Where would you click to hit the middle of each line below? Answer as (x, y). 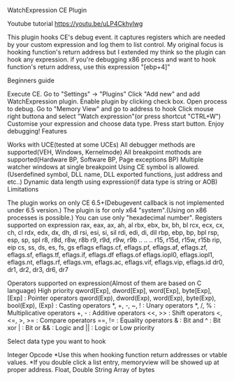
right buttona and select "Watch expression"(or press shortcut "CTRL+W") (114, 116)
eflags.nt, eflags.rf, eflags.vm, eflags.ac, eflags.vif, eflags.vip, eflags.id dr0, (116, 262)
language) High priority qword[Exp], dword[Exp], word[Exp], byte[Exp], (110, 290)
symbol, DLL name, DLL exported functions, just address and (134, 174)
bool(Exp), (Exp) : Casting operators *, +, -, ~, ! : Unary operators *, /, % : (111, 305)
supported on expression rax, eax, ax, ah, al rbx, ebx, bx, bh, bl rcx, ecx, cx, (116, 225)
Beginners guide (31, 80)
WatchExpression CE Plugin (47, 10)
